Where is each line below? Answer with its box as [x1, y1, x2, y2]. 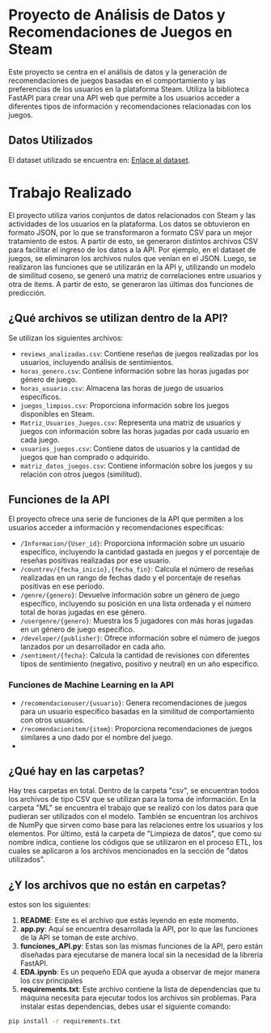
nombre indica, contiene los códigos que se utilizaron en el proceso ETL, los [8, 838, 263, 847]
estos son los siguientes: [8, 900, 91, 910]
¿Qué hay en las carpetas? [8, 765, 146, 778]
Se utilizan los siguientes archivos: [8, 332, 124, 342]
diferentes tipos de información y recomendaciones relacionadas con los [8, 101, 252, 111]
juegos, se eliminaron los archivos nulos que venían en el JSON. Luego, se [8, 253, 257, 263]
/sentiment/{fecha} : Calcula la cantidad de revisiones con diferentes [19, 650, 250, 660]
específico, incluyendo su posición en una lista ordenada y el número [19, 598, 252, 609]
